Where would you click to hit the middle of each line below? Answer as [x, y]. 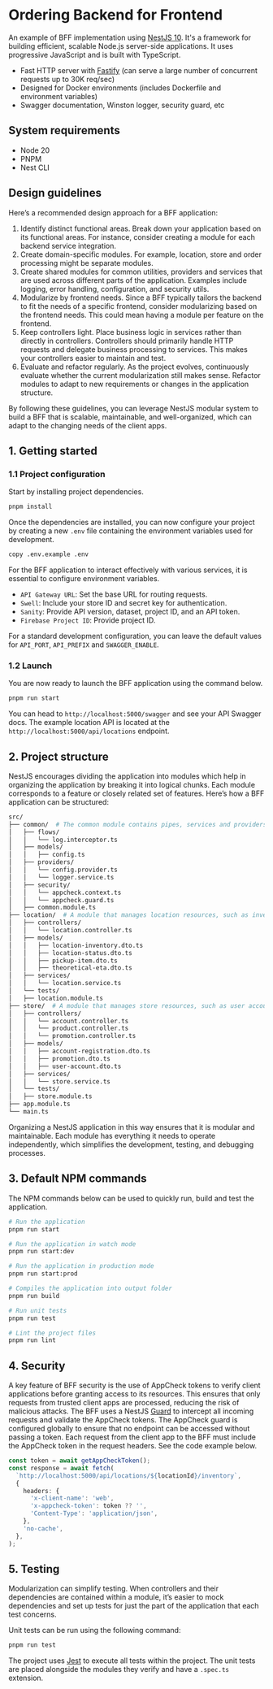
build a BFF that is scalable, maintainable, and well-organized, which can [130, 417]
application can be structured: [59, 801]
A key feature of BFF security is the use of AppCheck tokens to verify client [135, 1385]
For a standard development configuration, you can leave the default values [135, 636]
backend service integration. [68, 245]
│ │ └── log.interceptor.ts [63, 840]
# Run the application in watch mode [72, 1244]
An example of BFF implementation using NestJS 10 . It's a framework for [130, 37]
